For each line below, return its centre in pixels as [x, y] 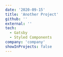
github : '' [16, 19]
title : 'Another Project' [32, 14]
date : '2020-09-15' [25, 10]
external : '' [19, 24]
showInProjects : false [29, 47]
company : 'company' [25, 42]
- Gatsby [19, 33]
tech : [11, 28]
